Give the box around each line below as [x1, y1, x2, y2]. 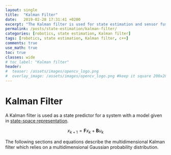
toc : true [5, 50, 26, 55]
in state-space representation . [5, 117, 69, 123]
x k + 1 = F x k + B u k [67, 128, 104, 135]
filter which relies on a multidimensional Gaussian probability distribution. [5, 144, 159, 150]
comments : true [5, 41, 38, 46]
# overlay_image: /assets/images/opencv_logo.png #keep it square [5, 74, 152, 79]
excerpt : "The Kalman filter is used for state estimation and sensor [5, 21, 158, 27]
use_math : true [5, 45, 38, 50]
